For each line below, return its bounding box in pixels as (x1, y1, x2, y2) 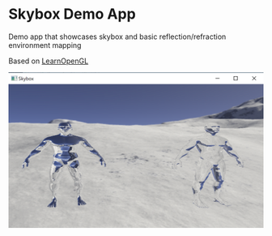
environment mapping (8, 40, 82, 49)
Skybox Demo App (8, 5, 136, 24)
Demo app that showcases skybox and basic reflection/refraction (8, 32, 227, 41)
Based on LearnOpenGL (8, 56, 89, 66)
